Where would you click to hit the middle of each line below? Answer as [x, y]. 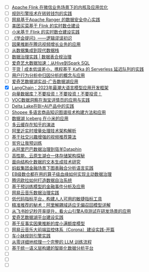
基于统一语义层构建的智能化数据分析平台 [52, 248]
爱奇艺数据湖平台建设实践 [37, 217]
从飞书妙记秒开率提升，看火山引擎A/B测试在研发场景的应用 [71, 211]
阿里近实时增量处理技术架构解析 [44, 131]
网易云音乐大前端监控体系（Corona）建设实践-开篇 [63, 230]
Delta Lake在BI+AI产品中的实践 [43, 106]
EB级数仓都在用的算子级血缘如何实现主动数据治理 [62, 174]
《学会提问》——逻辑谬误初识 [42, 38]
